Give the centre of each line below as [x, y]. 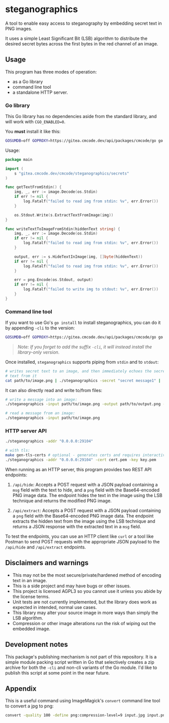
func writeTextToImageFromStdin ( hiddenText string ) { [63, 229]
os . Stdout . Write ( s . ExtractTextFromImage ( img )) [64, 215]
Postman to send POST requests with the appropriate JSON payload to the [82, 541]
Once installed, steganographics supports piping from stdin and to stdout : [82, 362]
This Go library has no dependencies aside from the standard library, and [81, 117]
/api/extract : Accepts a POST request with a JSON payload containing [87, 510]
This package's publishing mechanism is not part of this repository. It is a [81, 656]
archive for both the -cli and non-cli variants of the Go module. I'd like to [81, 668]
